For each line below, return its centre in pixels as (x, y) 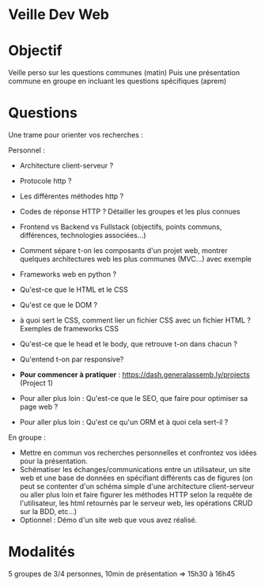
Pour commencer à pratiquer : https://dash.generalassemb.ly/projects (135, 375)
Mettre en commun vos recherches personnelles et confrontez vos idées (138, 453)
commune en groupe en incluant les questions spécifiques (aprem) (117, 81)
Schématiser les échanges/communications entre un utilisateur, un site (135, 470)
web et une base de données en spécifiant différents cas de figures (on (136, 478)
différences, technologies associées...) (83, 236)
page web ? (39, 407)
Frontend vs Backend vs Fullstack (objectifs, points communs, (121, 227)
